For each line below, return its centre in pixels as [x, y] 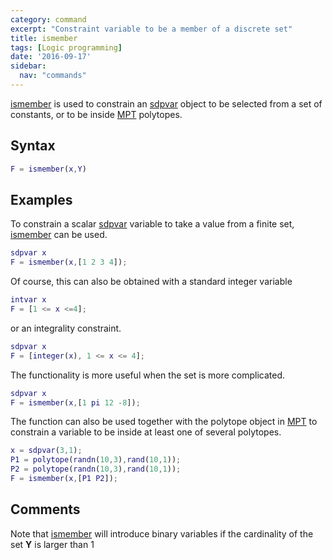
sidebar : [28, 66]
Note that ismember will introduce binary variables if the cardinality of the [162, 533]
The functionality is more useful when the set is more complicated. [148, 375]
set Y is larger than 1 [52, 544]
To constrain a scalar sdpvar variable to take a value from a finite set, [152, 224]
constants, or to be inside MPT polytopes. [96, 114]
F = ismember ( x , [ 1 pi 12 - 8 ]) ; [75, 402]
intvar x [28, 300]
